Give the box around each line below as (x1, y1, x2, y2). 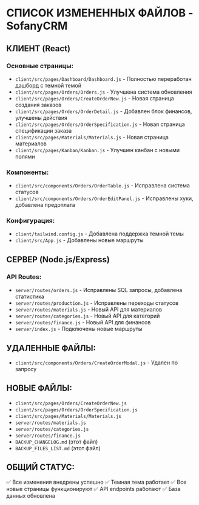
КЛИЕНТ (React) (6, 43, 71, 54)
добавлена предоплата (15, 201, 76, 209)
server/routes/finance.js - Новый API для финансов (15, 319, 151, 326)
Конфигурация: (6, 217, 55, 225)
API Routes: (6, 273, 42, 281)
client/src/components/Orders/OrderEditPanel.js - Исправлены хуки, (15, 195, 194, 202)
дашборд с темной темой (15, 82, 82, 89)
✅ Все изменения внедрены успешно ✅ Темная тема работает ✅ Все (6, 478, 187, 486)
